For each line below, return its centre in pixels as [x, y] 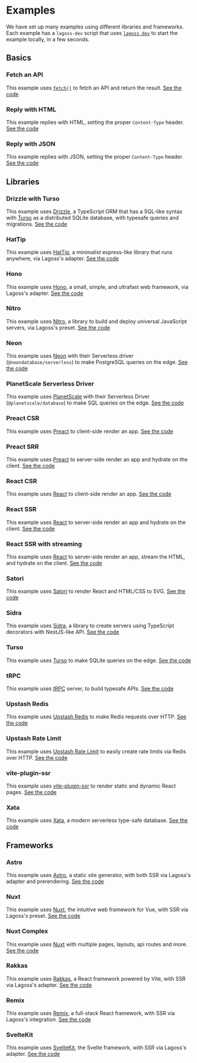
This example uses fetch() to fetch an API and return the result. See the [94, 88]
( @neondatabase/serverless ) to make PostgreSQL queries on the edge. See [97, 362]
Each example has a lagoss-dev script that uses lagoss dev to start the [92, 33]
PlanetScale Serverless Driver [50, 384]
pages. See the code [32, 792]
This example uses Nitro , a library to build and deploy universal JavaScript [97, 321]
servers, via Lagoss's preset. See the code [58, 327]
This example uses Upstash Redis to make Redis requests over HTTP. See [96, 717]
